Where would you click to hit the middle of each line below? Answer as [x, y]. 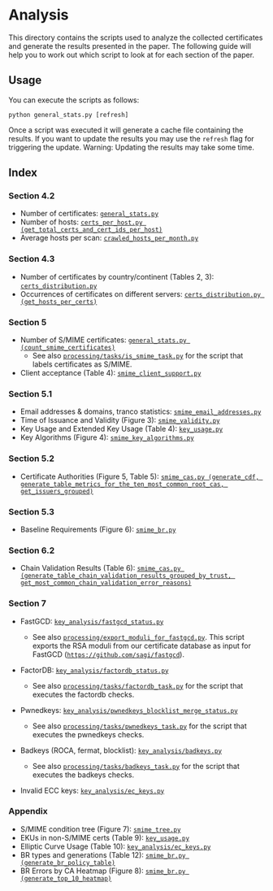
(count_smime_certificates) [67, 348]
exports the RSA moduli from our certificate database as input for [142, 645]
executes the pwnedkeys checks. [88, 734]
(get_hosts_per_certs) [58, 302]
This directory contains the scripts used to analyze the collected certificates [136, 37]
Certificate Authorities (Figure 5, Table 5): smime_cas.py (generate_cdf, [140, 476]
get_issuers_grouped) [56, 491]
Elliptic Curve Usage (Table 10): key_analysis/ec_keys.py [115, 846]
